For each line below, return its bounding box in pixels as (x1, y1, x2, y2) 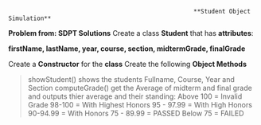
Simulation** (8, 14, 52, 22)
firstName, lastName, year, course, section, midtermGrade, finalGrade (8, 44, 246, 53)
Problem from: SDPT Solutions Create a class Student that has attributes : (8, 29, 254, 37)
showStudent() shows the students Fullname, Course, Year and (27, 75, 235, 84)
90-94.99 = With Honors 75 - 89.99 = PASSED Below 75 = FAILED (27, 108, 244, 118)
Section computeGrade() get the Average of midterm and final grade (27, 84, 252, 92)
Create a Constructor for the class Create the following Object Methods (8, 60, 247, 68)
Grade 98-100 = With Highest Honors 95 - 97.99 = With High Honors (27, 100, 253, 109)
